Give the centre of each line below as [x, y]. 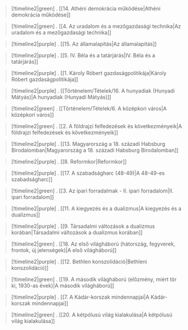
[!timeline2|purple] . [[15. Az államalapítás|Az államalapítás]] [84, 44]
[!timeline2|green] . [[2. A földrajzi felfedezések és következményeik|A [96, 126]
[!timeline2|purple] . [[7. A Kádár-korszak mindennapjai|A [80, 297]
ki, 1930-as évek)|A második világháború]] [62, 285]
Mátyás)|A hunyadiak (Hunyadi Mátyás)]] [61, 97]
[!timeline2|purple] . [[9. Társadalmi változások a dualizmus [83, 226]
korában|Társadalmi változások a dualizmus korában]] [77, 232]
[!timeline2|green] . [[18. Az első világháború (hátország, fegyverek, [93, 244]
